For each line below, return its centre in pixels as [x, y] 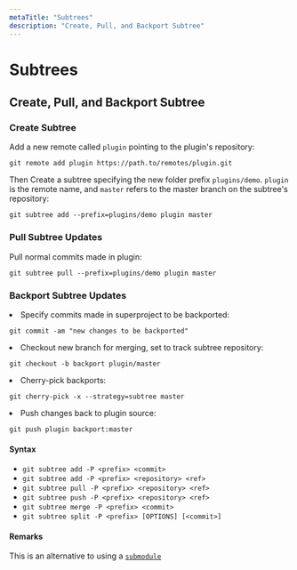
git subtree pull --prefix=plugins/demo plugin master [113, 273]
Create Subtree [43, 128]
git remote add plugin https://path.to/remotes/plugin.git [121, 164]
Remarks [26, 536]
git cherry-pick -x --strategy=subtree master [97, 397]
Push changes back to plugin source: [88, 413]
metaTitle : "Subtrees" [51, 17]
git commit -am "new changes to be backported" [99, 331]
